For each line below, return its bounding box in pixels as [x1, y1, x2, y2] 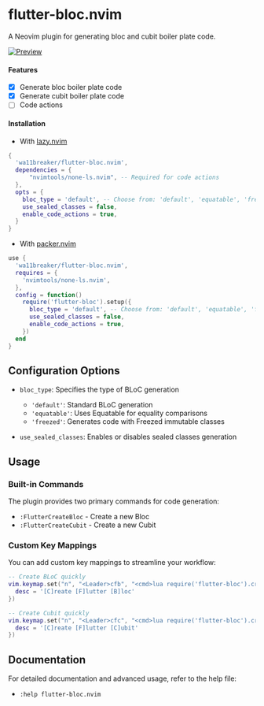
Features [8, 65, 38, 74]
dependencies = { [15, 166, 72, 174]
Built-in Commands [8, 478, 84, 489]
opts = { [15, 188, 44, 196]
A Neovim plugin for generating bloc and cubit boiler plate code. [8, 32, 216, 41]
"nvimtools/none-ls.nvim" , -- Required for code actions [28, 173, 220, 182]
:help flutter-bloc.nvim [19, 691, 101, 699]
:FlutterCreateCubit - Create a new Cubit [19, 520, 156, 529]
